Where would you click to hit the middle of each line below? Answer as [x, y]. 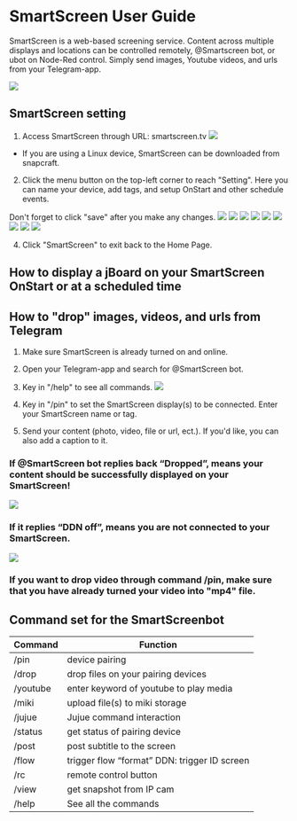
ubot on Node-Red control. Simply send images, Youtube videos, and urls [143, 59]
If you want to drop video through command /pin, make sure [141, 580]
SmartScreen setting [68, 114]
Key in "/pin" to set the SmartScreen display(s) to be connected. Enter [150, 404]
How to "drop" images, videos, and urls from [135, 317]
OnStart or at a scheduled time [95, 287]
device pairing [97, 660]
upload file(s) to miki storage [127, 703]
